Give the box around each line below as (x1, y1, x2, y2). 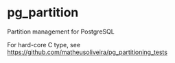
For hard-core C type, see (7, 40, 81, 49)
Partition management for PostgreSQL (7, 27, 115, 36)
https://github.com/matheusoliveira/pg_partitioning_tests (7, 48, 168, 56)
